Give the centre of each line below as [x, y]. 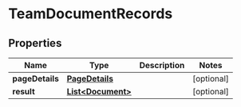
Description [162, 65]
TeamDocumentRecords [91, 14]
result [24, 92]
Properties [35, 43]
